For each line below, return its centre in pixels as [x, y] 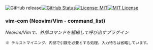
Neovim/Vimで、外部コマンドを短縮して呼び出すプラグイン [67, 32]
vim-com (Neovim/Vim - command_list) [55, 21]
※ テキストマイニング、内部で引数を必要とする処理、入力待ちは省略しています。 [78, 43]
